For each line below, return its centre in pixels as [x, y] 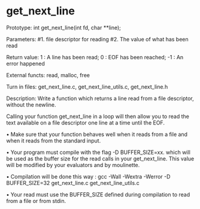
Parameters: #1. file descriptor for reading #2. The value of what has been [97, 39]
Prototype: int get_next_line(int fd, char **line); [64, 28]
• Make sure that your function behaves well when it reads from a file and [97, 134]
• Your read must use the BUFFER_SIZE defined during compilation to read [98, 194]
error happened [25, 63]
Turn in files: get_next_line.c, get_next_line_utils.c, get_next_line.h [87, 87]
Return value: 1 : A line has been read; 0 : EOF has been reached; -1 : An [95, 57]
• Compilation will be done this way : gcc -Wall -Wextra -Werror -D [88, 176]
